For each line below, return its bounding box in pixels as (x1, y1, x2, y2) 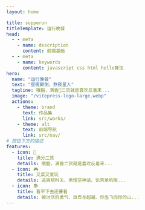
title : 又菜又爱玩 (17, 172, 59, 178)
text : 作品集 (22, 110, 53, 116)
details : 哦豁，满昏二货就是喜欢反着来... (17, 160, 113, 166)
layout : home (6, 8, 39, 15)
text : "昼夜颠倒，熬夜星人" (11, 82, 74, 88)
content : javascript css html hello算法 (22, 65, 124, 71)
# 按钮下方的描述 (6, 138, 43, 144)
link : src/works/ (22, 116, 66, 122)
